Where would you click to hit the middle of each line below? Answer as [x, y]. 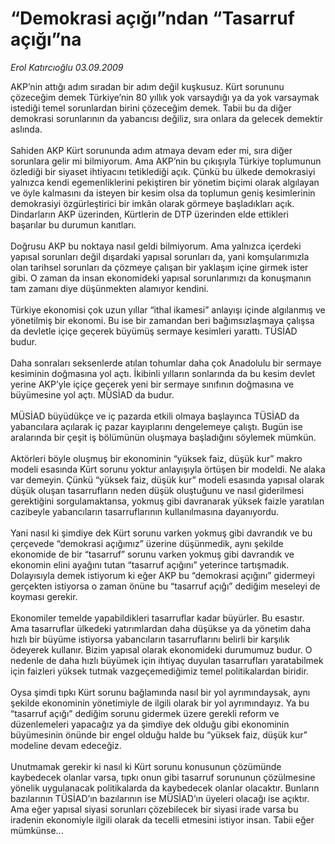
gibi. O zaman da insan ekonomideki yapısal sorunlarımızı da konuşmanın [161, 278]
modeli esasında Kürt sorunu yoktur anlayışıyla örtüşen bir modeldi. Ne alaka [168, 469]
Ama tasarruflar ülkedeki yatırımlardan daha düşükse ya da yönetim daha [161, 628]
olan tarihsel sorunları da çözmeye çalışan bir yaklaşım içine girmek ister [159, 267]
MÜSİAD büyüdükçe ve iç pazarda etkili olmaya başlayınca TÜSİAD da [155, 416]
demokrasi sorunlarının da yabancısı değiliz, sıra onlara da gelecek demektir [167, 118]
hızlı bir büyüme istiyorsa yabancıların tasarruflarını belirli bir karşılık [150, 639]
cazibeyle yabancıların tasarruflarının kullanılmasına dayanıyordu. [145, 511]
